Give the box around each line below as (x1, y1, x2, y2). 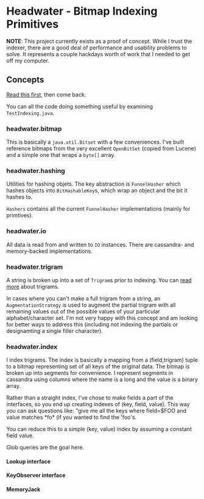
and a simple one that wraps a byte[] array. (6, 151, 116, 159)
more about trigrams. (6, 283, 60, 290)
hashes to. (6, 194, 33, 201)
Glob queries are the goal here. (6, 444, 84, 451)
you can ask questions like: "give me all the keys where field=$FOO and (6, 407, 187, 415)
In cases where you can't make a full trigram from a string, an (6, 294, 161, 302)
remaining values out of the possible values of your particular (6, 307, 160, 315)
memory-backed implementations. (6, 247, 93, 255)
